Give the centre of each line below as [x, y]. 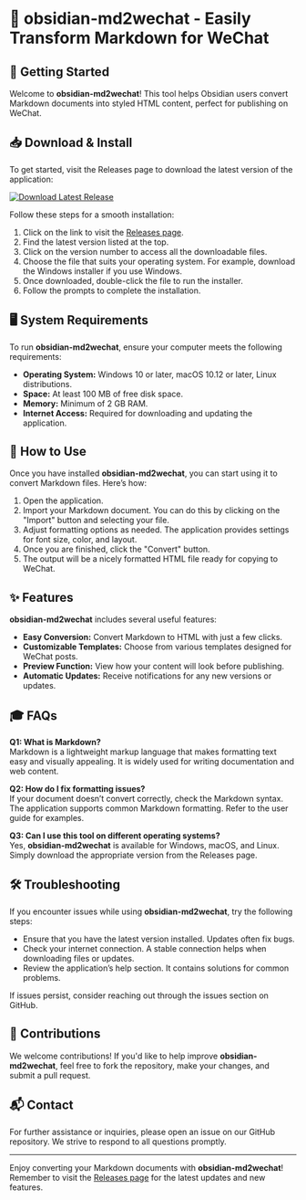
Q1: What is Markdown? [56, 742]
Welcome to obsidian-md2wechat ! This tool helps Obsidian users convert [149, 94]
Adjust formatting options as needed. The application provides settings [156, 530]
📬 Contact [41, 1105]
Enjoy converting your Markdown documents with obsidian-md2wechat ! [147, 1167]
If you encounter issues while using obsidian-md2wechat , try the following [151, 911]
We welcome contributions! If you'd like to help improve [114, 1056]
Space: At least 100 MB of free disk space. [103, 394]
